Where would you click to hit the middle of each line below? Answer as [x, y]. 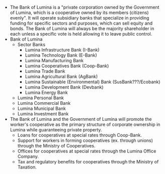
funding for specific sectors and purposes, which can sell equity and [81, 23]
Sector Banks [31, 44]
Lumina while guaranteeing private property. [56, 130]
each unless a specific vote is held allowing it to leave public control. [81, 34]
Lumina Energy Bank [46, 93]
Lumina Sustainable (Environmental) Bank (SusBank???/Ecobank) [93, 82]
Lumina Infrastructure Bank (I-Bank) [62, 50]
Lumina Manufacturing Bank [54, 60]
